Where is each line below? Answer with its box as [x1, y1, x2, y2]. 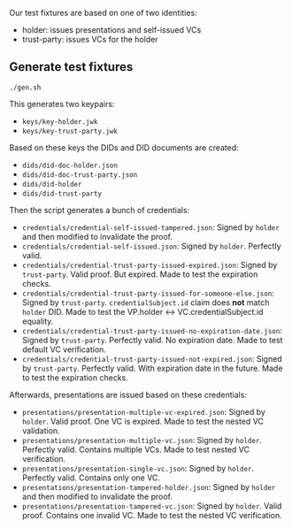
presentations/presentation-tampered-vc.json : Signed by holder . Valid [21, 500, 282, 511]
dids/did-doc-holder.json [21, 161, 118, 170]
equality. [21, 316, 54, 326]
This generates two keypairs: [9, 98, 115, 109]
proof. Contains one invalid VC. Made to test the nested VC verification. [21, 510, 283, 520]
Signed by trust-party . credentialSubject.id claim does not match [21, 296, 270, 308]
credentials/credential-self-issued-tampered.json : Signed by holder [21, 221, 280, 233]
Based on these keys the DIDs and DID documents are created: [9, 142, 239, 153]
